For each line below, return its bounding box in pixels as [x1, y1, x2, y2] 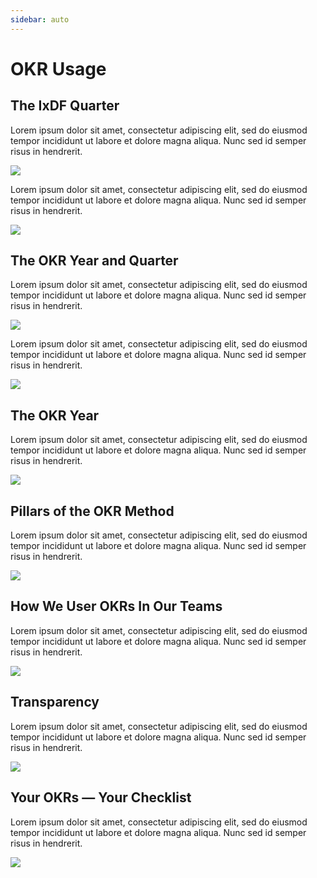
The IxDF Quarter [10, 97, 120, 115]
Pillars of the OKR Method [10, 502, 175, 520]
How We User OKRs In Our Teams [10, 598, 223, 615]
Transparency [10, 694, 100, 711]
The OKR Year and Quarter [10, 252, 179, 270]
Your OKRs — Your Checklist [10, 789, 192, 806]
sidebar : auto [10, 14, 70, 25]
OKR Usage [10, 57, 107, 80]
